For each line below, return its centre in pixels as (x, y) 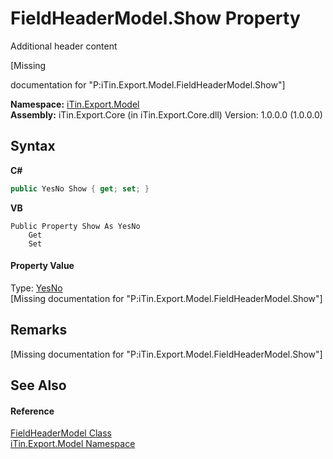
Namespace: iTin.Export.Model (75, 104)
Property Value (42, 266)
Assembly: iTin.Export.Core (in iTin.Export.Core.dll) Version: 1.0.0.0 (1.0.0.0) (166, 114)
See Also (38, 385)
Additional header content (64, 46)
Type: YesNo (36, 288)
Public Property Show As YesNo (75, 226)
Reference (32, 411)
